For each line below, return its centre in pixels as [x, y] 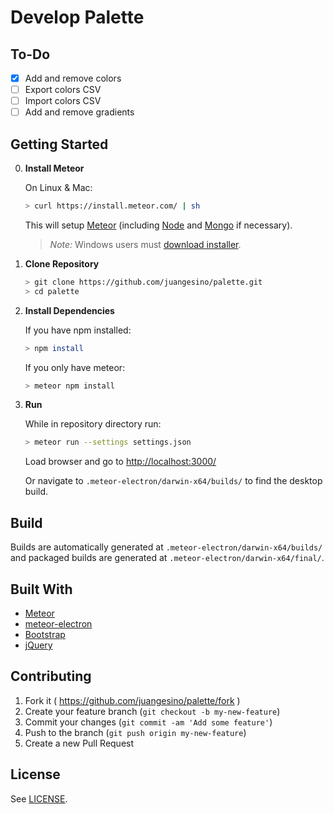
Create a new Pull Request [79, 743]
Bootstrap [45, 634]
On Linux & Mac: [58, 188]
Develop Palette [77, 17]
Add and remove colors [73, 78]
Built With [41, 589]
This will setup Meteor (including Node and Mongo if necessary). [158, 225]
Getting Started [59, 144]
